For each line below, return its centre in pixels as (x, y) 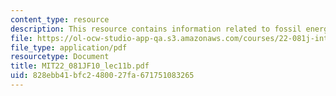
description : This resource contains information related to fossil (156, 29)
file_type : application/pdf (69, 47)
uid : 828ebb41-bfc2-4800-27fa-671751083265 (102, 76)
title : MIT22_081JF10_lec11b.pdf (80, 66)
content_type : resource (60, 19)
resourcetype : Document (60, 57)
